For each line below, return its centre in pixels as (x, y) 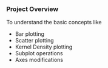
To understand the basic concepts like (54, 22)
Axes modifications (39, 60)
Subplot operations (39, 53)
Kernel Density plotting (44, 47)
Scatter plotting (34, 41)
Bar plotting (29, 34)
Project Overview (32, 9)
